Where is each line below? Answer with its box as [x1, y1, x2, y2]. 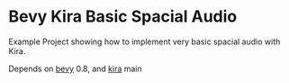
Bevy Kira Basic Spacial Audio [8, 6, 238, 27]
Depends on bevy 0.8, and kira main [8, 63, 143, 74]
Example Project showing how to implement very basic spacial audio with [8, 36, 281, 47]
